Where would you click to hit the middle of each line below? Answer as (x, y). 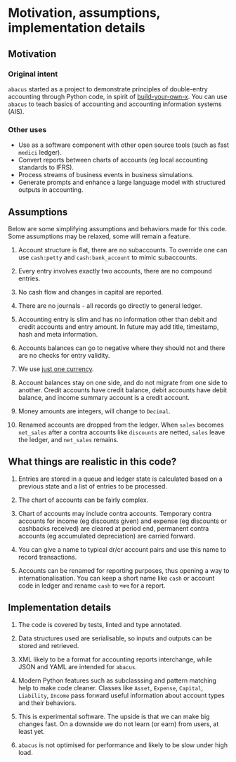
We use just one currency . (56, 369)
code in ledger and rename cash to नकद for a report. (92, 586)
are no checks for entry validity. (64, 355)
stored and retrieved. (48, 645)
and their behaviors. (47, 703)
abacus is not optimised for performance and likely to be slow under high (123, 745)
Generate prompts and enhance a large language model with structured (122, 182)
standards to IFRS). (46, 167)
